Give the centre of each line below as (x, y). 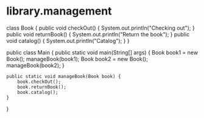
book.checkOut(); (39, 82)
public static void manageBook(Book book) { (64, 76)
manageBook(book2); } (36, 65)
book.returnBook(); (42, 87)
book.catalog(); (38, 92)
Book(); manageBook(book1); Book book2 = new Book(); (77, 59)
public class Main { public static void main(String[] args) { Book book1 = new (102, 52)
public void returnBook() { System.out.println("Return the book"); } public (98, 34)
